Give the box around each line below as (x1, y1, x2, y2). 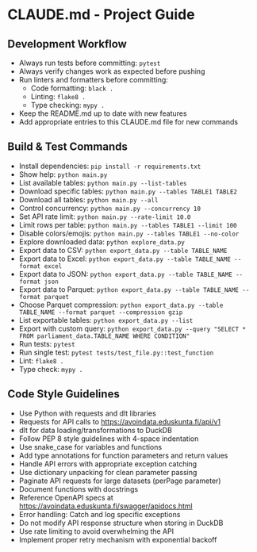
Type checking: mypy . (30, 101, 105, 109)
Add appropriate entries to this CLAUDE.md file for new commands (18, 117, 239, 126)
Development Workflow (7, 37, 128, 51)
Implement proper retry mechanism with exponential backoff (18, 535, 217, 544)
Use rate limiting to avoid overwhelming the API (18, 526, 175, 536)
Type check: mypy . (18, 364, 83, 374)
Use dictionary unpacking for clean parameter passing (18, 467, 198, 477)
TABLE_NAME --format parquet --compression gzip (18, 308, 183, 316)
